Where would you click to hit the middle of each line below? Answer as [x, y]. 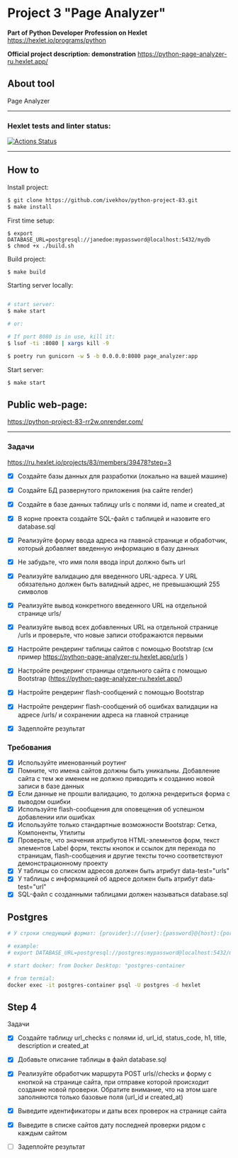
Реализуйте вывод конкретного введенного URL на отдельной [112, 606]
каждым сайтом [42, 1132]
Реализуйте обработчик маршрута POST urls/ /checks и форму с [115, 1074]
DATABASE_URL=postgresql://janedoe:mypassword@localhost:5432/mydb [109, 240]
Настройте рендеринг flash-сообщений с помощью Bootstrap [111, 692]
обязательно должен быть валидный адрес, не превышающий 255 [119, 584]
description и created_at [53, 1046]
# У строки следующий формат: [52, 933]
